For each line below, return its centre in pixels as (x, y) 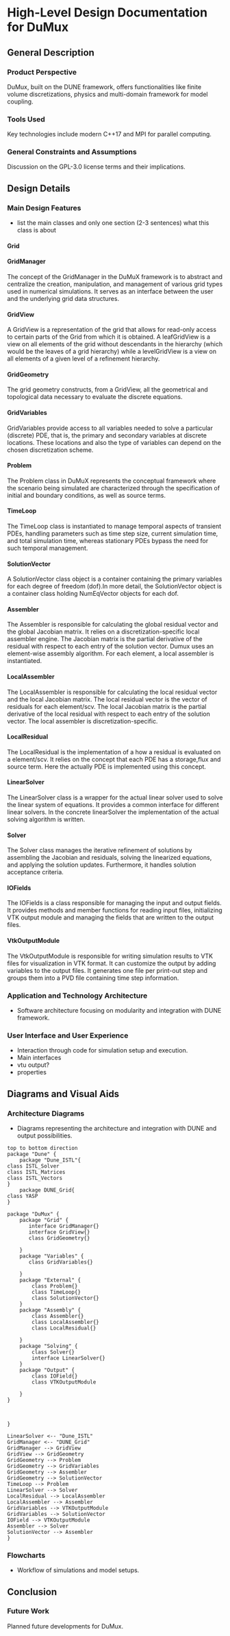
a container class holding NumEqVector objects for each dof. (93, 594)
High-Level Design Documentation (107, 13)
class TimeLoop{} (56, 1292)
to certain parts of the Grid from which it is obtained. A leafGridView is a (109, 337)
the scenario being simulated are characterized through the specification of (114, 488)
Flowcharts (26, 1555)
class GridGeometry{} (59, 1238)
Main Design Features (44, 208)
